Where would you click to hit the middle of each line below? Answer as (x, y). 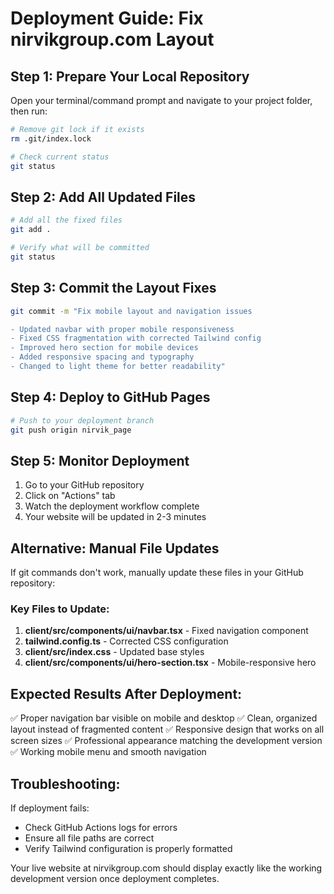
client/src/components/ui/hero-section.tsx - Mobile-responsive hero (170, 663)
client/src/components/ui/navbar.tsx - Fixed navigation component (166, 631)
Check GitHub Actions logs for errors (101, 827)
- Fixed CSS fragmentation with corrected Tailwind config (136, 338)
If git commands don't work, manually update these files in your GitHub (157, 573)
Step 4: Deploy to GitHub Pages (110, 397)
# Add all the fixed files (66, 220)
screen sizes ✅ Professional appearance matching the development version (166, 741)
